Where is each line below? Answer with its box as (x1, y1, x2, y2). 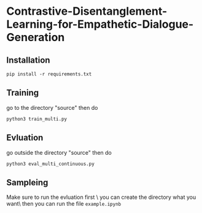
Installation (6, 55, 50, 65)
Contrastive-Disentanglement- (6, 4, 168, 18)
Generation (6, 31, 65, 44)
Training (6, 88, 39, 98)
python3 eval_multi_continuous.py (6, 161, 95, 167)
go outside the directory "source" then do (6, 149, 112, 156)
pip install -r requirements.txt (6, 71, 92, 77)
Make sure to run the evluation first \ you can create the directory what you (6, 193, 196, 201)
